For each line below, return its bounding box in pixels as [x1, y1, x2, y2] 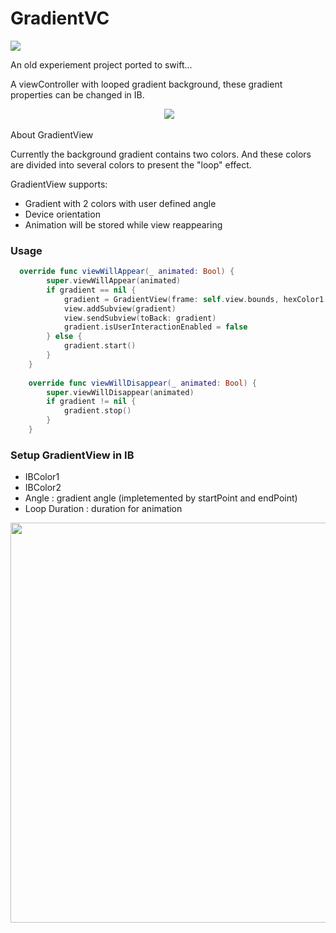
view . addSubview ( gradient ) [63, 303, 177, 314]
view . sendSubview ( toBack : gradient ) [63, 313, 217, 323]
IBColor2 [24, 482, 62, 494]
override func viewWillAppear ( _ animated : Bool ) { [19, 267, 235, 277]
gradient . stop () [63, 406, 132, 416]
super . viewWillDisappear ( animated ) [46, 387, 195, 397]
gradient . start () [63, 341, 137, 351]
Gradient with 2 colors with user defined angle [24, 197, 217, 209]
